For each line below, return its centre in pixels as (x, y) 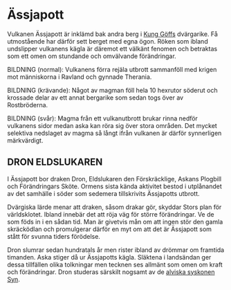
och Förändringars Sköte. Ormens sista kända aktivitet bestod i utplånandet (115, 186)
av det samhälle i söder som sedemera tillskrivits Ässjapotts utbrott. (103, 193)
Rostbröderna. (28, 105)
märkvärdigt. (25, 140)
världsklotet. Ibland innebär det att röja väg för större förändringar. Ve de (111, 214)
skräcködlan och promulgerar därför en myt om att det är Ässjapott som (110, 229)
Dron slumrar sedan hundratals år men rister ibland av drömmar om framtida (116, 250)
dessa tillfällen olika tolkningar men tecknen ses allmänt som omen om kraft (115, 264)
